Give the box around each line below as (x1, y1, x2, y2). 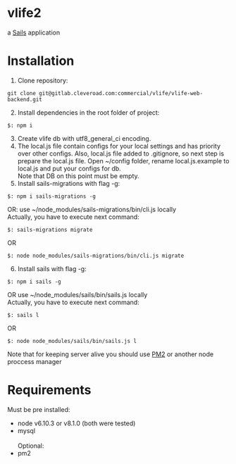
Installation (7, 53, 75, 69)
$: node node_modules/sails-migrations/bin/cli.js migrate (7, 252, 185, 259)
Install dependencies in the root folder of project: (17, 108, 160, 117)
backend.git (7, 96, 42, 103)
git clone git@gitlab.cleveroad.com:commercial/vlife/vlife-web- (7, 89, 203, 96)
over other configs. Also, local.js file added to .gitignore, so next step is (17, 149, 224, 158)
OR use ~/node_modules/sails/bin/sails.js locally (7, 290, 148, 299)
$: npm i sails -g (7, 278, 61, 285)
